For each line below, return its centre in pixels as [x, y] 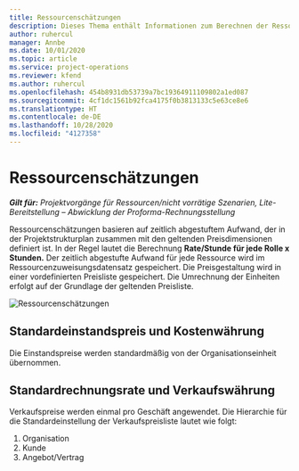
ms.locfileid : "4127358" [55, 134]
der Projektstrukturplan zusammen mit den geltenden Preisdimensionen [141, 238]
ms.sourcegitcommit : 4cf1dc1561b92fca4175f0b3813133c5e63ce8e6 [129, 100]
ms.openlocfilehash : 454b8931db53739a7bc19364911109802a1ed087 [129, 92]
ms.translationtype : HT [53, 109]
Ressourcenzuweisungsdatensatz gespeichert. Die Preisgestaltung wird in [145, 267]
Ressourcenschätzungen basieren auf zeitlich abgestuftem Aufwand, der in [148, 229]
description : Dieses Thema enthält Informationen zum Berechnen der [139, 26]
